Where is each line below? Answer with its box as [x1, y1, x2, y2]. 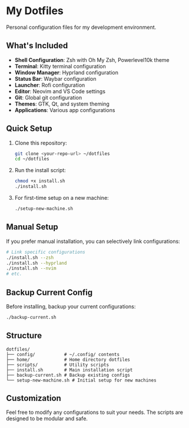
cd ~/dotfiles [14, 156, 49, 162]
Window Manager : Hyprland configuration [14, 69, 119, 76]
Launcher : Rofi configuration [14, 81, 85, 88]
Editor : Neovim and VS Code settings [14, 87, 106, 95]
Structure [6, 331, 42, 341]
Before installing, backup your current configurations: [6, 302, 136, 310]
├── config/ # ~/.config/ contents [6, 351, 120, 357]
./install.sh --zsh [6, 255, 54, 261]
